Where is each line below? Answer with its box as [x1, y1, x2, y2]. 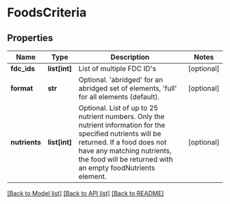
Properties [7, 32, 53, 44]
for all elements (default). [78, 92, 159, 101]
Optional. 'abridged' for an [78, 75, 163, 84]
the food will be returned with [78, 155, 173, 164]
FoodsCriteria [7, 5, 87, 21]
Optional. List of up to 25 [78, 103, 159, 112]
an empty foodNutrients [78, 163, 155, 173]
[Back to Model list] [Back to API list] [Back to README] [7, 190, 164, 197]
